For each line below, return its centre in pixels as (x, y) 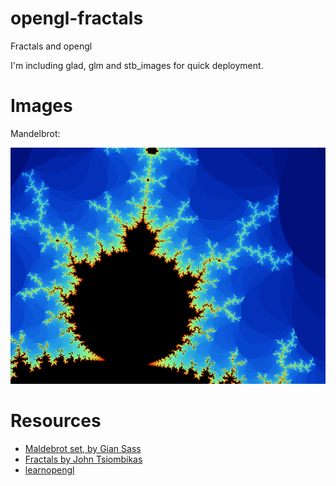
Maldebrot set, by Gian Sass (83, 449)
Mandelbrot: (35, 133)
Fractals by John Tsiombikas (83, 459)
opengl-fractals (77, 18)
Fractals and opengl (51, 46)
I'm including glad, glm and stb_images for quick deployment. (137, 65)
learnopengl (49, 470)
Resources (56, 421)
